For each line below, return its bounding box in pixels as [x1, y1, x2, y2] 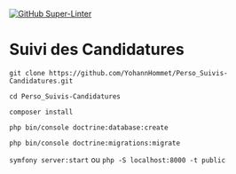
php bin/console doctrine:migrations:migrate [9, 138, 180, 147]
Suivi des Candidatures [9, 40, 185, 59]
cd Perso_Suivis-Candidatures [9, 91, 122, 101]
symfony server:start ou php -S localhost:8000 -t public [9, 154, 226, 164]
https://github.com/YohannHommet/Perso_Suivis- [48, 68, 228, 77]
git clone [9, 68, 46, 77]
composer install [9, 107, 74, 116]
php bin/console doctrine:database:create [9, 123, 169, 132]
